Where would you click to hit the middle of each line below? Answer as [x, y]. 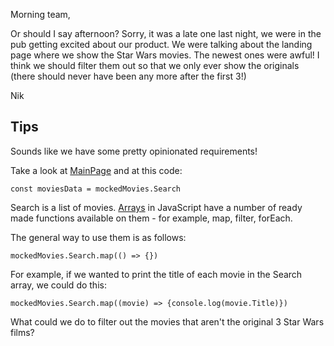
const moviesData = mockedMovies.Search [96, 189]
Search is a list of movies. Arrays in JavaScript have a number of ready [156, 207]
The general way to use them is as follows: [98, 237]
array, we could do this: [58, 285]
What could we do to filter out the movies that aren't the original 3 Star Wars [167, 321]
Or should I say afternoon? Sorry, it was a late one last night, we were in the [166, 33]
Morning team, [40, 14]
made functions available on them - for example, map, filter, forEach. [151, 218]
